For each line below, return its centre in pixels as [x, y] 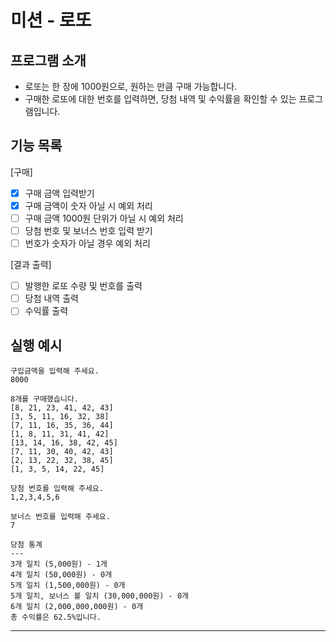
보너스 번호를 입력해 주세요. [60, 517]
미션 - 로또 [51, 20]
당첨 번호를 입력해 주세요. [57, 489]
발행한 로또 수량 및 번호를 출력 [83, 286]
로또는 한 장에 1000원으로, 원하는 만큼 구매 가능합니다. [131, 86]
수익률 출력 [46, 311]
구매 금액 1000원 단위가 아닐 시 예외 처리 [104, 218]
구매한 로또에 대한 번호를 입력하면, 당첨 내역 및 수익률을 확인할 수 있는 [160, 99]
